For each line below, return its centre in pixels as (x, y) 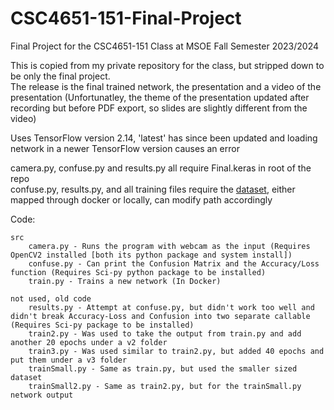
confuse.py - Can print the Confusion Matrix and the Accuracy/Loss (174, 263)
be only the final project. (60, 76)
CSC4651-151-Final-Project (126, 18)
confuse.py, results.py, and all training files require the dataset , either (153, 189)
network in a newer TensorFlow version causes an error (125, 148)
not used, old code (51, 298)
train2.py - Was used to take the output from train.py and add (165, 333)
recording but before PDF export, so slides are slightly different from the (159, 108)
